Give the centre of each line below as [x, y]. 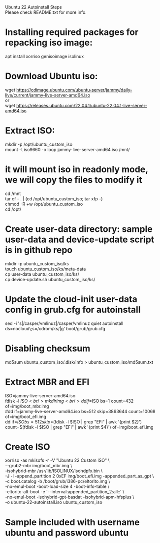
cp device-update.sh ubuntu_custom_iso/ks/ [50, 279]
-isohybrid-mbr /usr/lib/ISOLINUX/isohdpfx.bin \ [54, 471]
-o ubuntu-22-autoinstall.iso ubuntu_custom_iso [54, 502]
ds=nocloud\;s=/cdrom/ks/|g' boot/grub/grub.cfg [55, 328]
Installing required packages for [72, 32]
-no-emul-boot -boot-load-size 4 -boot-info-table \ [57, 486]
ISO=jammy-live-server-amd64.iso [40, 395]
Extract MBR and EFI [47, 382]
